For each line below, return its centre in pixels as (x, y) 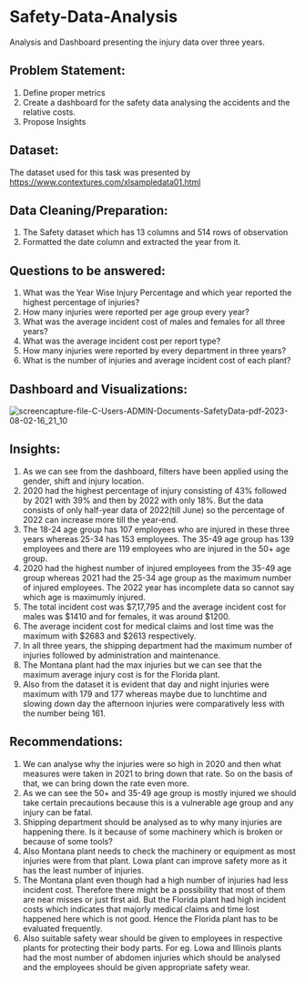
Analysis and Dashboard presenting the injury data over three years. (137, 42)
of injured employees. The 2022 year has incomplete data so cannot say (158, 587)
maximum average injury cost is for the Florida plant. (121, 674)
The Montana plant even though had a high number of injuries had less (155, 880)
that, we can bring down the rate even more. (106, 783)
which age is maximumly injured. (84, 597)
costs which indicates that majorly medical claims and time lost (141, 909)
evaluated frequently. (62, 928)
